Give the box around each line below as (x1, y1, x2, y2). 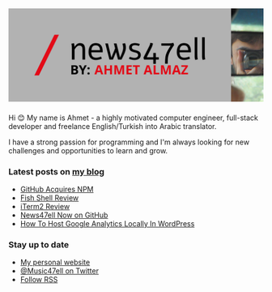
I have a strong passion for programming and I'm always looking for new (8, 137, 249, 147)
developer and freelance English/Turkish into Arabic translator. (8, 121, 217, 131)
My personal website (19, 257, 91, 268)
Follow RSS (19, 275, 58, 285)
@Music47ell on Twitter (19, 266, 100, 276)
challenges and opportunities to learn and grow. (8, 145, 168, 155)
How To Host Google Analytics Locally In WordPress (19, 219, 195, 229)
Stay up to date (8, 239, 70, 251)
